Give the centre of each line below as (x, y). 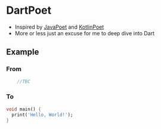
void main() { (24, 109)
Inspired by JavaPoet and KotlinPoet (59, 27)
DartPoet (29, 10)
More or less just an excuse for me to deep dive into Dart (85, 33)
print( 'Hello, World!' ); (42, 115)
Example (23, 52)
